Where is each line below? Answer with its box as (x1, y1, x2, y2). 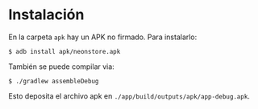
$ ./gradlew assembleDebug (8, 77, 99, 85)
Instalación (8, 6, 85, 24)
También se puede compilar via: (8, 62, 114, 71)
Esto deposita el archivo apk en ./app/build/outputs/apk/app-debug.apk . (8, 91, 250, 101)
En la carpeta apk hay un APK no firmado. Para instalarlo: (8, 32, 198, 42)
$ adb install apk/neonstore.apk (8, 47, 121, 55)
